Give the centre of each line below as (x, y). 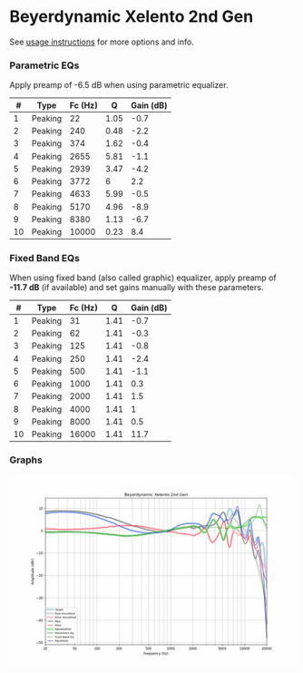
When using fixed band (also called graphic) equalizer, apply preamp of (143, 278)
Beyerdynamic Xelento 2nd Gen (132, 17)
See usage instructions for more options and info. (102, 42)
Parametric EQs (44, 65)
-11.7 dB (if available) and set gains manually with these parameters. (137, 288)
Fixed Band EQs (44, 258)
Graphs (26, 460)
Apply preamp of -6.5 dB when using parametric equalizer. (119, 85)
